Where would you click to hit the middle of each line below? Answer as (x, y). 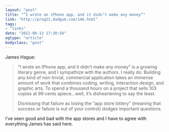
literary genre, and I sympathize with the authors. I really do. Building (89, 72)
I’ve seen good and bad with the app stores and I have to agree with (76, 118)
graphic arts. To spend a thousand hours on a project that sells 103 (87, 88)
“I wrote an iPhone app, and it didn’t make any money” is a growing (87, 67)
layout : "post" (21, 10)
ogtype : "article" (24, 38)
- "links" (16, 29)
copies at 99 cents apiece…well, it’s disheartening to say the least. (87, 93)
